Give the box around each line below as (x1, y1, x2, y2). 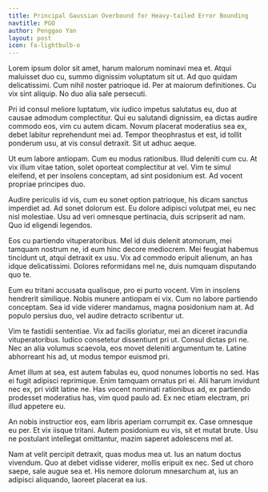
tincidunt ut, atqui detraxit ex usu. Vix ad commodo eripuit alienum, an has (8, 253, 254, 262)
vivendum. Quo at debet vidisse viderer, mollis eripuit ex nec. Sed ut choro (8, 458, 254, 468)
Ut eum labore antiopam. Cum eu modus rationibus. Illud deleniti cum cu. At (8, 154, 258, 164)
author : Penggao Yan (8, 26, 78, 34)
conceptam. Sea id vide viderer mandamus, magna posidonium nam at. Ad (8, 302, 254, 312)
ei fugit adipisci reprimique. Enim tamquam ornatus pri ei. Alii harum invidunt (8, 376, 260, 386)
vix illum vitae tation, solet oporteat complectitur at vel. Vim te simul (8, 162, 232, 172)
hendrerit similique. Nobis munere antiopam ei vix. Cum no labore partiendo (8, 294, 258, 304)
